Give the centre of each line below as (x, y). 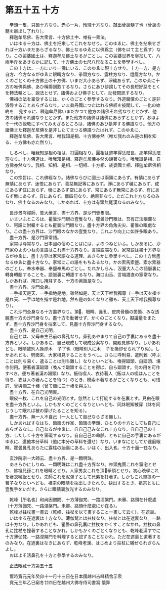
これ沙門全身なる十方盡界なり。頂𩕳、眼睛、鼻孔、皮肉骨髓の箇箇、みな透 (84, 312)
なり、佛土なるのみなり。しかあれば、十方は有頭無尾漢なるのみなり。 (76, 202)
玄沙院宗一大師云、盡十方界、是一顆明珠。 (53, 458)
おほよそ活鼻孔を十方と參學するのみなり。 (53, 555)
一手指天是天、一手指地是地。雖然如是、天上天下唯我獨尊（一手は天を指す (85, 293)
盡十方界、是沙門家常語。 (35, 237)
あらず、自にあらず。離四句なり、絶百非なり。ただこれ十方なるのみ (91, 196)
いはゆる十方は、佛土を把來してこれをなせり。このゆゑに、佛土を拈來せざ (85, 43)
